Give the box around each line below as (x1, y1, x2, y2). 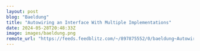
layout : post (6, 8, 39, 15)
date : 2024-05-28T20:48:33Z (6, 25, 76, 31)
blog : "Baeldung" (6, 14, 49, 20)
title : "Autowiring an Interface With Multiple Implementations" (6, 19, 171, 25)
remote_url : (6, 36, 36, 42)
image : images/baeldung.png (6, 30, 76, 36)
